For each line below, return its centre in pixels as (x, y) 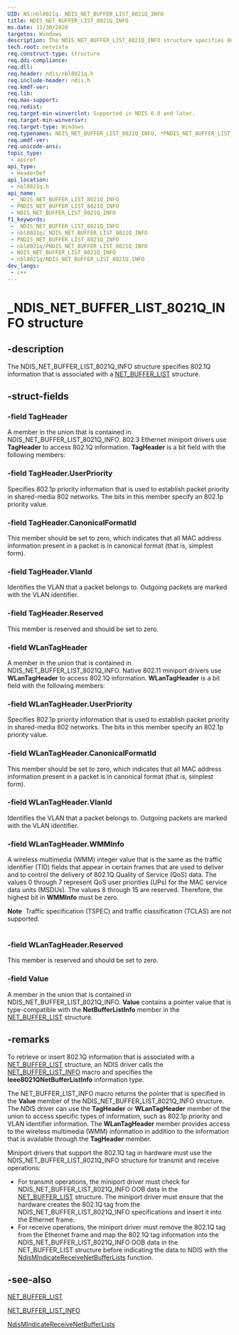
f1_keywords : (27, 220)
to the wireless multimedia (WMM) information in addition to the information (118, 1131)
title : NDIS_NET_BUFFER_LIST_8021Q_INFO (68, 21)
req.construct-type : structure (54, 54)
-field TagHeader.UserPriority (60, 474)
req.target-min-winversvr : (47, 120)
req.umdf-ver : (28, 140)
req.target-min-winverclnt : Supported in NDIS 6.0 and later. (101, 113)
